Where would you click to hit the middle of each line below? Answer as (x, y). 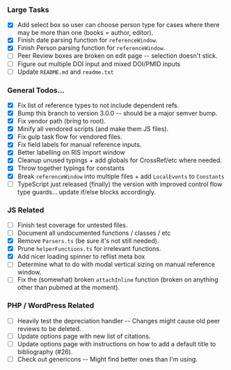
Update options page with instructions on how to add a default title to (117, 344)
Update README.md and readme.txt (65, 72)
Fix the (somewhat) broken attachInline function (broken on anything (118, 279)
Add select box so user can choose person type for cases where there (118, 25)
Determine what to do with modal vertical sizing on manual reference (116, 264)
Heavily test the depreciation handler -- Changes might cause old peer (119, 321)
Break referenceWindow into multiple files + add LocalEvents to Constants (121, 176)
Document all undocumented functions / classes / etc (94, 233)
